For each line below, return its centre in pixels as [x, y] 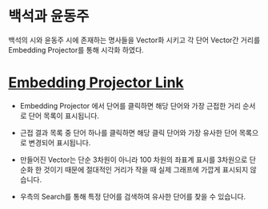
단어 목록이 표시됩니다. [64, 116]
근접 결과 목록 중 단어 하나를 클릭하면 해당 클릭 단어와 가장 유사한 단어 [128, 132]
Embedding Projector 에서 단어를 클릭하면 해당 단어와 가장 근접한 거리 [130, 105]
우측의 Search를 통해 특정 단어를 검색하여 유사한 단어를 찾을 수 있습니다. [133, 196]
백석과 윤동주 [49, 16]
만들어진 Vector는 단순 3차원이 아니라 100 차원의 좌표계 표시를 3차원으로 [134, 160]
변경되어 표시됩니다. [60, 142]
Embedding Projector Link [96, 83]
